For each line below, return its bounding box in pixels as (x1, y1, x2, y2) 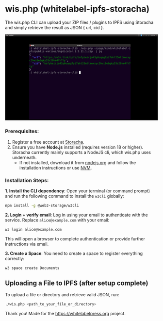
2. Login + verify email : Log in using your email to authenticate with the (5, 212, 148, 218)
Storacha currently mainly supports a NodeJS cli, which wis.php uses (12, 149, 151, 155)
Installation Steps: (5, 177, 49, 184)
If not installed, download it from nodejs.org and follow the (19, 159, 136, 166)
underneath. (12, 154, 37, 160)
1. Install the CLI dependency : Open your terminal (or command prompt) (5, 188, 150, 194)
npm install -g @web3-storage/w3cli (5, 203, 79, 208)
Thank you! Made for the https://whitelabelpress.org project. (5, 311, 126, 317)
